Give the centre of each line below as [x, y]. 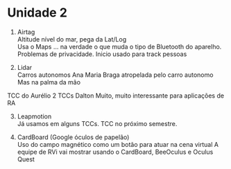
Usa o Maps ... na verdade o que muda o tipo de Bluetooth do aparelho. [119, 46]
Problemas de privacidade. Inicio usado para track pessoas [102, 54]
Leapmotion [34, 116]
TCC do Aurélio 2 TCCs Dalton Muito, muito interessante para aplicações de [115, 96]
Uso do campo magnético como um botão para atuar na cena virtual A [118, 144]
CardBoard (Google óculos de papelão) [73, 137]
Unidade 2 [37, 13]
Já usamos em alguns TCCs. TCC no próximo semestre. [97, 123]
